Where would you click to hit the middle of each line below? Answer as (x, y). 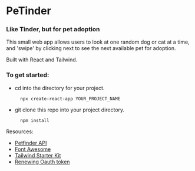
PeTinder (29, 11)
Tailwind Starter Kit (38, 155)
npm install (35, 120)
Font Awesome (33, 149)
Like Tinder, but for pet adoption (53, 29)
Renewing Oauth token (42, 162)
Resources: (20, 131)
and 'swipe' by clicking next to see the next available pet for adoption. (91, 48)
